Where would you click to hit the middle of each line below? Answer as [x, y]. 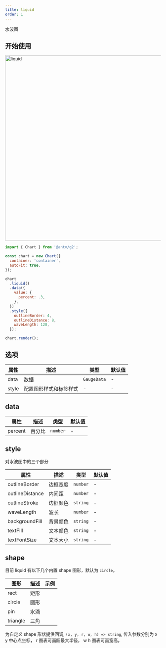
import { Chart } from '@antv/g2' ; [42, 247]
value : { [23, 293]
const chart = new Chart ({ [33, 256]
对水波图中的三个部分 [27, 461]
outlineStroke [23, 503]
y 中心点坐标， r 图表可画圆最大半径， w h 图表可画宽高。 [64, 641]
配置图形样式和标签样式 [51, 389]
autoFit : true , [25, 265]
